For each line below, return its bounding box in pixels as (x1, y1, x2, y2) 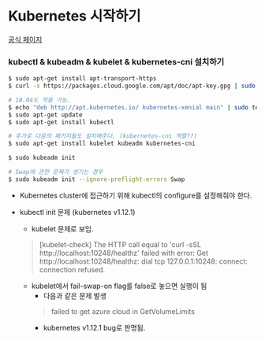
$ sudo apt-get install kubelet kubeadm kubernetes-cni (8, 139, 196, 148)
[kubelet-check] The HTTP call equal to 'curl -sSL (39, 239, 202, 249)
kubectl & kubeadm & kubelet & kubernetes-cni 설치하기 (8, 56, 225, 67)
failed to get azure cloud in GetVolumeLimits (50, 306, 196, 316)
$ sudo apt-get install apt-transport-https (8, 75, 157, 83)
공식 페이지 (8, 35, 43, 44)
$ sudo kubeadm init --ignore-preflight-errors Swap (8, 175, 185, 183)
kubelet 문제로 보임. (31, 224, 94, 233)
